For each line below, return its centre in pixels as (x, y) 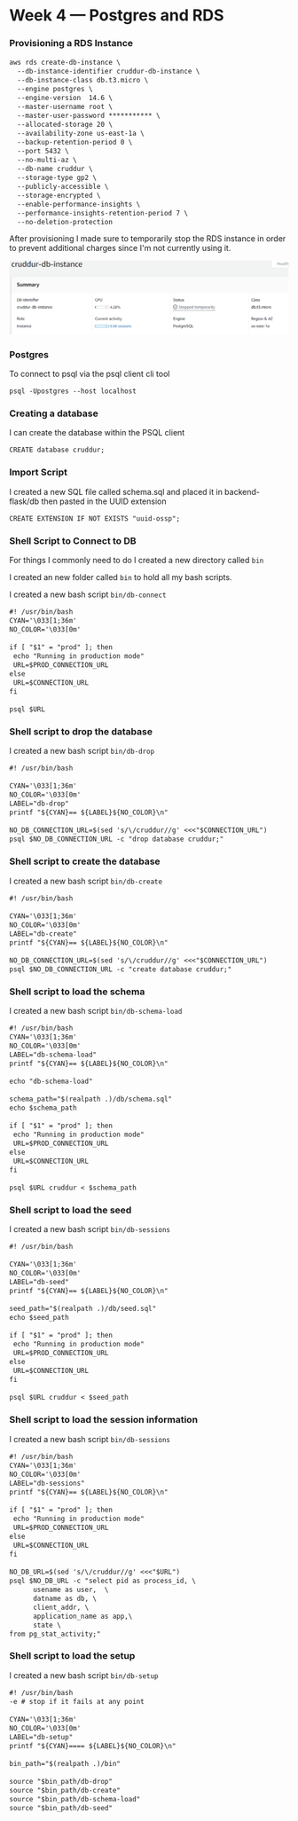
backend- (242, 491)
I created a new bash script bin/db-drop (82, 751)
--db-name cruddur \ (55, 169)
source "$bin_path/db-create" (65, 1790)
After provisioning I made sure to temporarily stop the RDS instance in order (148, 239)
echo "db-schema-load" (51, 1081)
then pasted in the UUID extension (104, 501)
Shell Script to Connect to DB (73, 540)
